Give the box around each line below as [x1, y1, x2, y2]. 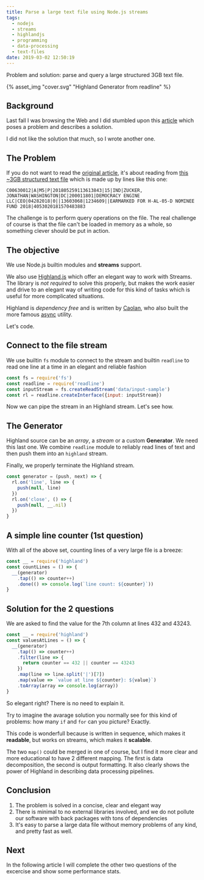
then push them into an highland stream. [6, 450, 108, 457]
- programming [12, 37, 47, 43]
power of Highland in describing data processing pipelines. [6, 768, 155, 775]
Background [6, 101, 54, 111]
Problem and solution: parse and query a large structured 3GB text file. [6, 71, 184, 78]
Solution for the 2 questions [6, 603, 114, 614]
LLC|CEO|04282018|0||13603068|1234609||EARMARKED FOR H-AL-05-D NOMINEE [6, 198, 195, 205]
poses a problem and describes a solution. [6, 123, 113, 131]
